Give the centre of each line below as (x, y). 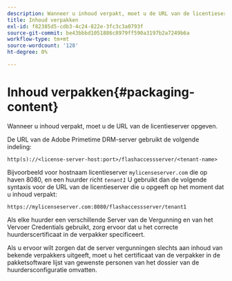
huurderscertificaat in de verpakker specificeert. (76, 234)
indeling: (20, 146)
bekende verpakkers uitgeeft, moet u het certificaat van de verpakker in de (114, 255)
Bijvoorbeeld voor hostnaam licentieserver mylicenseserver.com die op (107, 172)
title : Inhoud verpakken (43, 20)
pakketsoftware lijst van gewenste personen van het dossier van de (103, 262)
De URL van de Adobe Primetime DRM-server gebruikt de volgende (103, 139)
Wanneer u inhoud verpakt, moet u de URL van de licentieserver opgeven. (113, 126)
